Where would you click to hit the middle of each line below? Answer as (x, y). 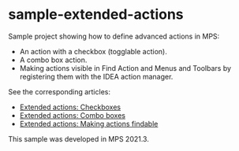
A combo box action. (53, 60)
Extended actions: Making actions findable (89, 123)
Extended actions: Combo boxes (73, 115)
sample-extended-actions (96, 15)
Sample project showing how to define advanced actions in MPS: (114, 36)
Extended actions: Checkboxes (70, 107)
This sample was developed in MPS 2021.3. (79, 138)
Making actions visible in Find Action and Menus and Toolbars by (125, 68)
